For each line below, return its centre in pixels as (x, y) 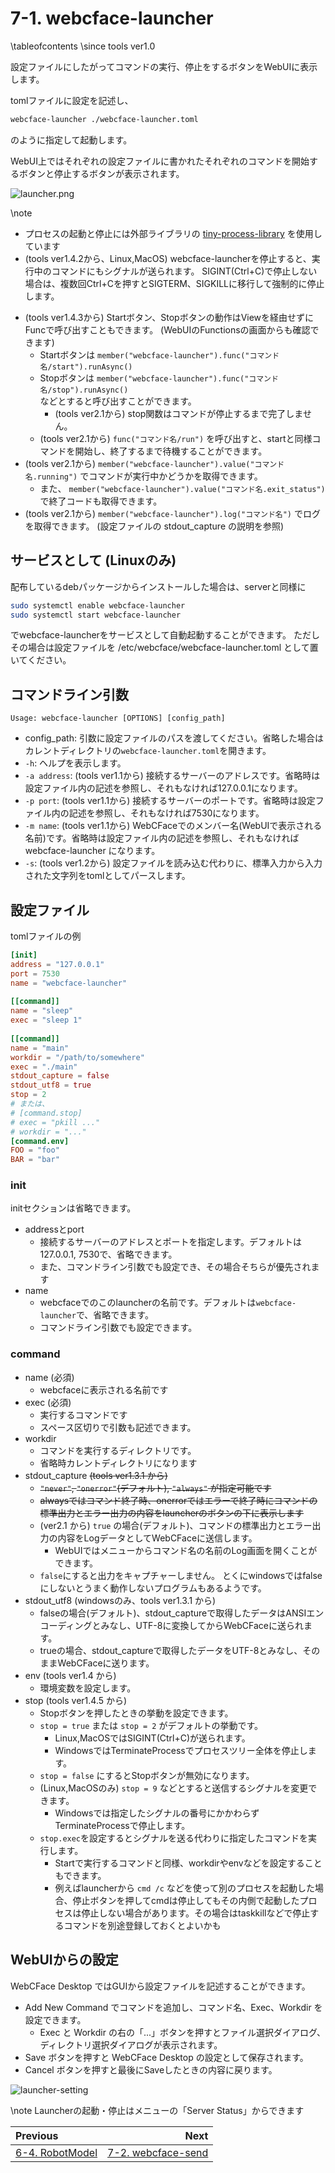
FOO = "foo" (35, 1150)
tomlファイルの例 (46, 936)
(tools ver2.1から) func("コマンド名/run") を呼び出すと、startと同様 (176, 438)
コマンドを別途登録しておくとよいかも (142, 1925)
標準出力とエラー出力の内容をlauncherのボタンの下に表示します (172, 1513)
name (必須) (49, 1377)
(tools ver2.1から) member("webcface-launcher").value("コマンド (154, 463)
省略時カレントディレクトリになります (118, 1463)
